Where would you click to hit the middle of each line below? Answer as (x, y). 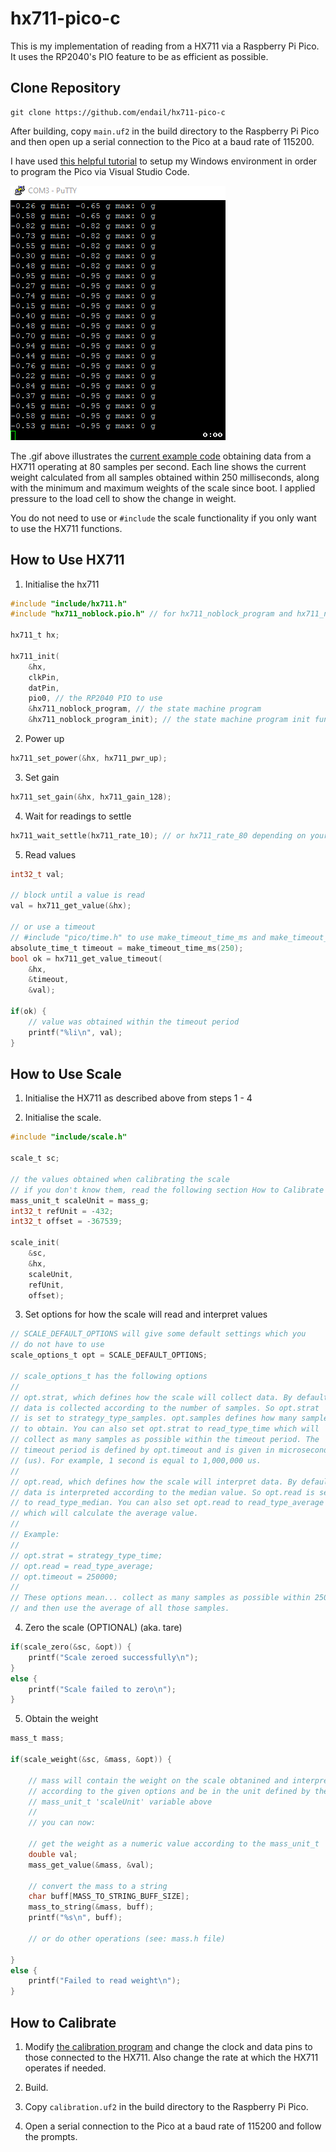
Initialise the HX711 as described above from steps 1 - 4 (138, 1098)
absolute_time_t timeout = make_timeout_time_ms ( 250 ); (127, 948)
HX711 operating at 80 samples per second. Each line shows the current (158, 466)
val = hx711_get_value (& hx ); (71, 906)
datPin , (44, 688)
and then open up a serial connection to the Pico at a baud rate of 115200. (162, 141)
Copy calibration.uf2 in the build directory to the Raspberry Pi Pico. (166, 2106)
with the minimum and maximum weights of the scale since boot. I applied (163, 488)
